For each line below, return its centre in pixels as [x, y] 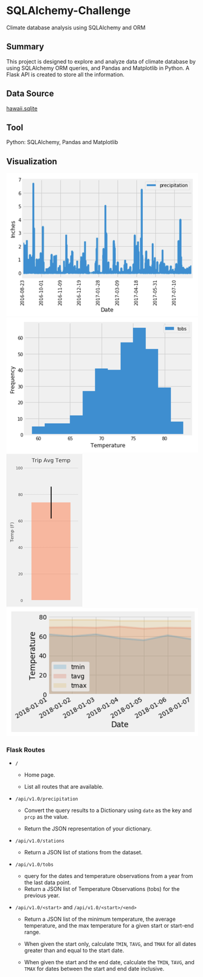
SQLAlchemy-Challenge [68, 11]
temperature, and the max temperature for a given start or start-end [109, 925]
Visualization [32, 162]
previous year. [42, 895]
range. [32, 932]
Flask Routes [26, 750]
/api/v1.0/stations [40, 841]
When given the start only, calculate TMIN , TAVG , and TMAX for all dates [110, 943]
